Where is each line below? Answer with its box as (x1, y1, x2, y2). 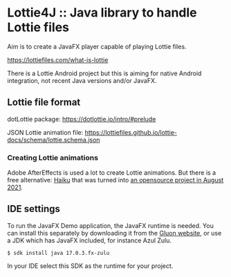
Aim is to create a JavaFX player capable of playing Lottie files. (7, 42, 187, 50)
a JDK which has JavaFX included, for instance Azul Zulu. (7, 236, 172, 245)
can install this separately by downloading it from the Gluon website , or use (7, 229, 222, 237)
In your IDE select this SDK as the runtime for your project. (7, 261, 174, 270)
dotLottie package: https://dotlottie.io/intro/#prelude (7, 115, 156, 123)
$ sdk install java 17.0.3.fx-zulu (7, 249, 110, 256)
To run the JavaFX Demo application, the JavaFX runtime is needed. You (7, 221, 214, 229)
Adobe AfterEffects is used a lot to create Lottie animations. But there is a (7, 169, 216, 177)
